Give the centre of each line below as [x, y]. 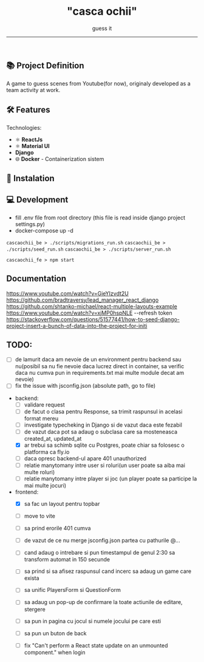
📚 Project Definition [45, 66]
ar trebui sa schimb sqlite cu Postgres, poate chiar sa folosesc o [104, 445]
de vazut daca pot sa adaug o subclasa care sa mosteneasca [101, 432]
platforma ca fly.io [47, 452]
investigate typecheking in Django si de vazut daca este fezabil [103, 425]
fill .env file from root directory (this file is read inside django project [100, 218]
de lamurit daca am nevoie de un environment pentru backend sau [98, 360]
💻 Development [37, 200]
